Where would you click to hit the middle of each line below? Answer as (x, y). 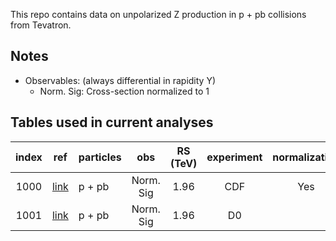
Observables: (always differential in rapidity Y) (120, 80)
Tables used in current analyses (112, 122)
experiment (234, 157)
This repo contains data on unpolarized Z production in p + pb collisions (158, 14)
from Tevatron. (41, 25)
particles (100, 157)
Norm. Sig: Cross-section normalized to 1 (124, 91)
